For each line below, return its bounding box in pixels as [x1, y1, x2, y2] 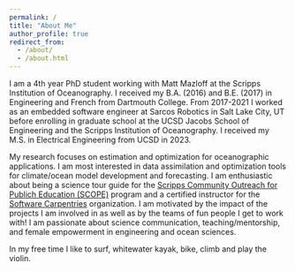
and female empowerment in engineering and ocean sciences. [9, 227, 237, 237]
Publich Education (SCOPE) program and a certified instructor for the [9, 189, 261, 199]
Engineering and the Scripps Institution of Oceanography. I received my [9, 125, 269, 135]
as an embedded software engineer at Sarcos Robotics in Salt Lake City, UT [9, 107, 285, 117]
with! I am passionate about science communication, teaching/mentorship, [9, 217, 281, 228]
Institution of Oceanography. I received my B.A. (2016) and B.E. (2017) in [9, 87, 272, 98]
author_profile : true [9, 29, 89, 38]
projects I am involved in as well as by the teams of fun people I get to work [9, 208, 284, 218]
